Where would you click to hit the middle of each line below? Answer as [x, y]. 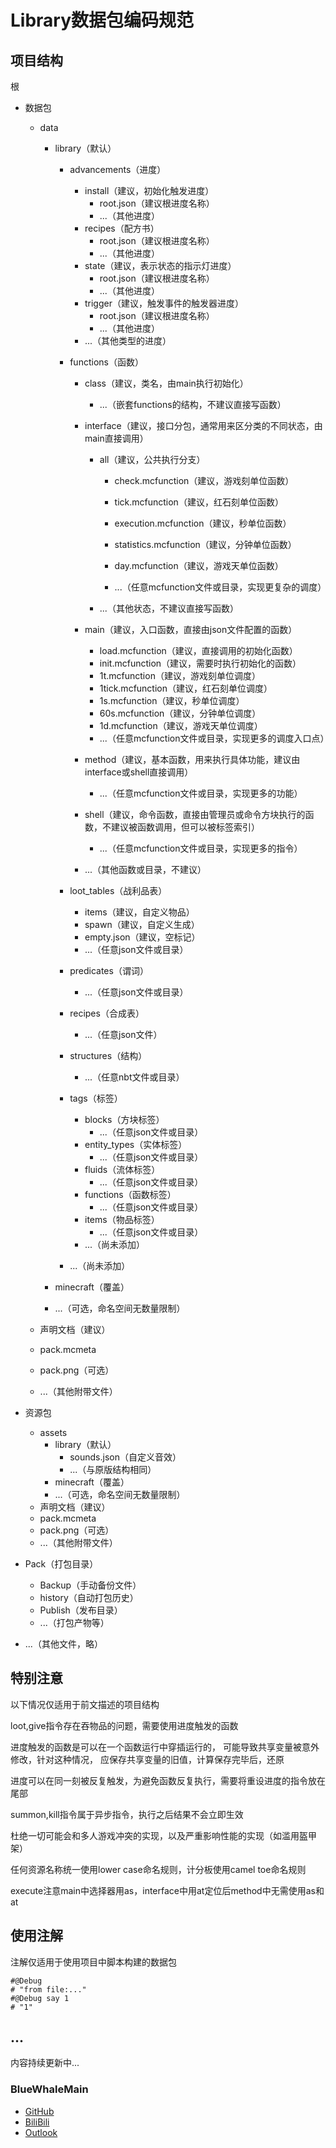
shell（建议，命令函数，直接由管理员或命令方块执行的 [195, 814]
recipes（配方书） [122, 228]
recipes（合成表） [107, 1013]
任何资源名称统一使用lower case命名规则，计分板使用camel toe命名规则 [158, 1869]
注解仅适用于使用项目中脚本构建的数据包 [93, 1962]
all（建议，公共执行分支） [152, 459]
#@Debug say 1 [40, 1998]
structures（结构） [108, 1055]
